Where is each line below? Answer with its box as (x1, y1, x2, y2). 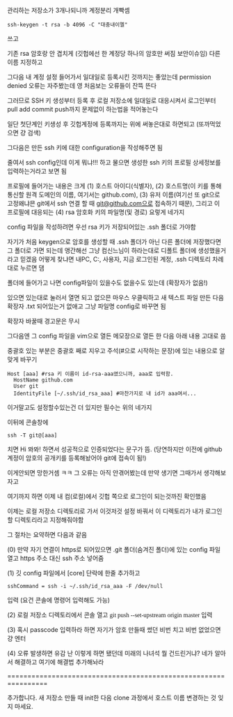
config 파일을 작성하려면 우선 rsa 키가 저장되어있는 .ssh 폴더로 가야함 (7, 222, 196, 231)
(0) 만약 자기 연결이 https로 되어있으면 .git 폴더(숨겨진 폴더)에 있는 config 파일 (7, 545, 221, 553)
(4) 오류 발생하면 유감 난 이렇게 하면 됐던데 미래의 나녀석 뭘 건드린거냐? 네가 (7, 649, 214, 657)
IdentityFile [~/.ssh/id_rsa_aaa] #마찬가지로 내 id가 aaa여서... (13, 390, 197, 397)
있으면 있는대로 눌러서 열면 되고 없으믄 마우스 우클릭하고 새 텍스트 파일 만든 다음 (7, 294, 225, 301)
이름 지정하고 (7, 58, 43, 66)
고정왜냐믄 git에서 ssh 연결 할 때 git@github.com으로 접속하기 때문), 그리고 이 (7, 199, 220, 207)
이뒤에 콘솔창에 (7, 418, 49, 426)
